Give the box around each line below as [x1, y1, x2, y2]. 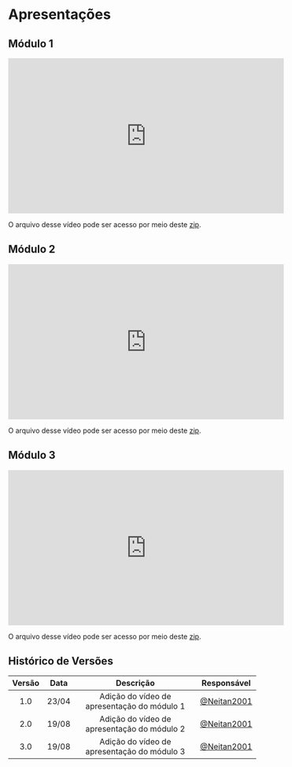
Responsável [201, 678, 251, 689]
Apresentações [8, 6, 112, 24]
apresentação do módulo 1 [85, 701, 186, 712]
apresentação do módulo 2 [85, 724, 186, 735]
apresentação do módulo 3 [85, 747, 186, 758]
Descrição [115, 678, 155, 689]
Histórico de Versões [8, 654, 114, 668]
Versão [12, 678, 40, 689]
